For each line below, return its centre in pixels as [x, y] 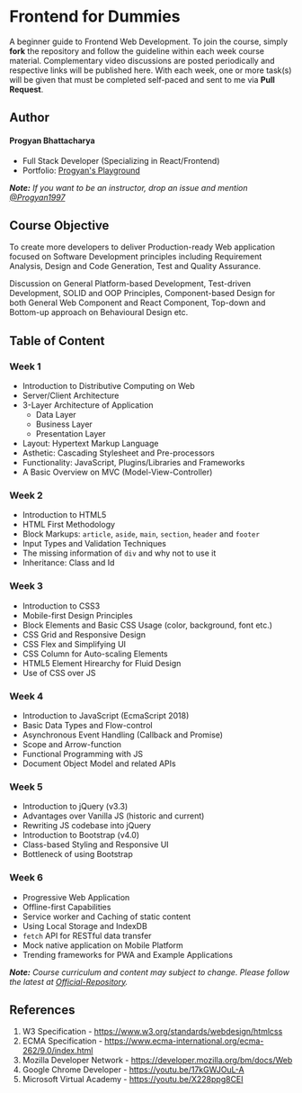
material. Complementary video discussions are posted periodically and [142, 60]
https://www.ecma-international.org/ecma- [184, 1041]
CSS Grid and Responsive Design [84, 634]
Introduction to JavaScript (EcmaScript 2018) [106, 715]
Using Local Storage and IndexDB [85, 926]
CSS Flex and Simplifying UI [74, 644]
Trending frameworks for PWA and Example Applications [128, 954]
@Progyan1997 [37, 197]
